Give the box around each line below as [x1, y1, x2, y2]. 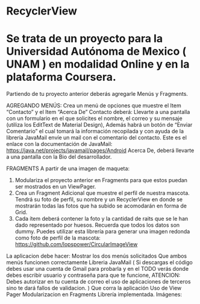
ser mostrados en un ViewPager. [14, 183, 96, 191]
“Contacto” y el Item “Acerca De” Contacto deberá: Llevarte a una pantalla [6, 109, 190, 116]
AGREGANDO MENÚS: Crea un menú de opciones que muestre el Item [6, 102, 182, 109]
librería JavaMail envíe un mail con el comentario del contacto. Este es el [6, 134, 187, 141]
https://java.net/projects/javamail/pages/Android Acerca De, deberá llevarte [6, 147, 195, 154]
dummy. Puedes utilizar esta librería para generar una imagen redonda [14, 228, 190, 235]
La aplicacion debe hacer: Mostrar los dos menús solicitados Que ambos [6, 252, 187, 260]
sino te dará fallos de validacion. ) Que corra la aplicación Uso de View [6, 285, 182, 292]
